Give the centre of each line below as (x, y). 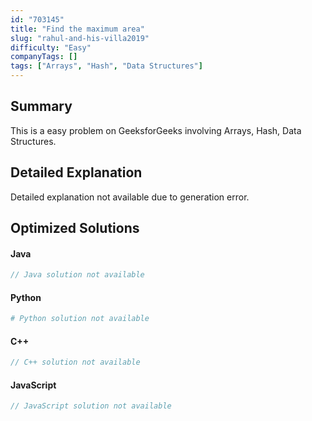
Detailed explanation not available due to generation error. (130, 197)
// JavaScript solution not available (91, 406)
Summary (41, 106)
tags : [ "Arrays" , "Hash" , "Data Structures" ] (106, 66)
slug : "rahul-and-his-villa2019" (80, 38)
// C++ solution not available (75, 362)
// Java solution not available (77, 275)
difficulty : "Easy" (51, 47)
